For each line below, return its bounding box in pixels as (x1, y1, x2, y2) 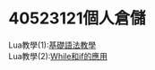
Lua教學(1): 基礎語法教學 (8, 39, 96, 50)
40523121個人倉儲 (8, 8, 146, 29)
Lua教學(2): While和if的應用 (8, 50, 108, 61)
